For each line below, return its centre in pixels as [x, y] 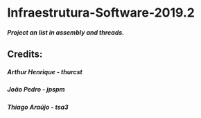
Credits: [25, 54]
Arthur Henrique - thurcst [45, 71]
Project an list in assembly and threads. [66, 32]
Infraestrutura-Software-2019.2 [101, 13]
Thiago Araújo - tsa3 [38, 107]
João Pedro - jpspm [36, 90]
